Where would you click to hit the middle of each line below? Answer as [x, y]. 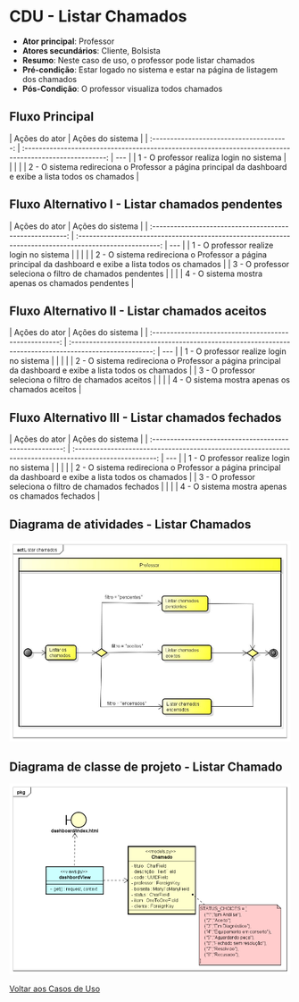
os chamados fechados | [55, 496]
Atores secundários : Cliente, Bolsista [91, 50]
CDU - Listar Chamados [98, 17]
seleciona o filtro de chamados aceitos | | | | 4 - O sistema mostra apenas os [149, 380]
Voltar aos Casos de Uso [55, 989]
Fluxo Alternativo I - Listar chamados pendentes [146, 204]
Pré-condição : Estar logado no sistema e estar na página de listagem [150, 70]
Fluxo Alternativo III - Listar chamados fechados [145, 417]
